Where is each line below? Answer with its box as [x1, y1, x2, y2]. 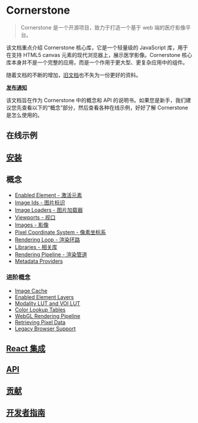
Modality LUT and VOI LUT [14, 300, 81, 307]
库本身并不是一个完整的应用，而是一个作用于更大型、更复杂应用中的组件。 [6, 59, 188, 66]
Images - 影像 [14, 221, 49, 228]
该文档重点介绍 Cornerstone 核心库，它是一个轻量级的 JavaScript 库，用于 [6, 44, 189, 51]
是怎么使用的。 [6, 111, 43, 119]
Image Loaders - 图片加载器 [14, 206, 83, 214]
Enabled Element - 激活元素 [14, 191, 82, 199]
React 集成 [6, 344, 46, 354]
